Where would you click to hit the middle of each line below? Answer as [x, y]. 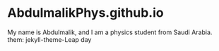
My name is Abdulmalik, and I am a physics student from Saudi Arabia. [110, 32]
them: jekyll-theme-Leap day [49, 39]
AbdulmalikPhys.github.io [85, 13]
